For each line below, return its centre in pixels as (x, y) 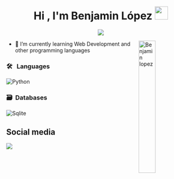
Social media (31, 132)
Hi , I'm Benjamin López (93, 16)
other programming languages (52, 50)
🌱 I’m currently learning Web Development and (73, 44)
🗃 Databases (27, 98)
